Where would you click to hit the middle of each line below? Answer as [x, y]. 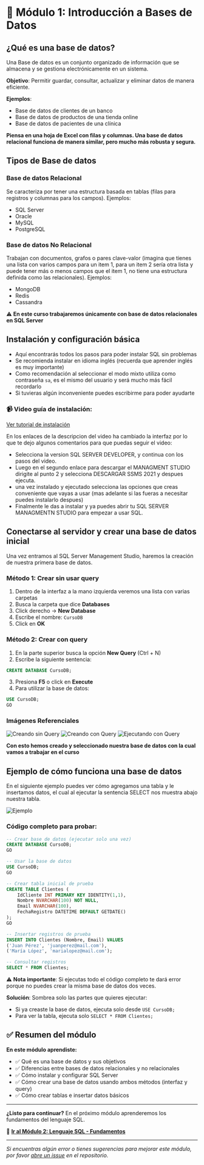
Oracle [23, 216]
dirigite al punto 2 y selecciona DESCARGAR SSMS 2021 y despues [99, 474]
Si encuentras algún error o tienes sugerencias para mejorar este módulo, [99, 1149]
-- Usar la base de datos [39, 862]
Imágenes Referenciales [43, 721]
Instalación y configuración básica [73, 340]
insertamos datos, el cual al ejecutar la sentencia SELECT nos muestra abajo [102, 792]
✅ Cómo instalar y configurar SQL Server [66, 1075]
